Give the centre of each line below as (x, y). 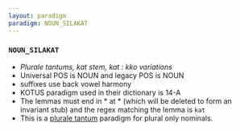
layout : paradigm (37, 16)
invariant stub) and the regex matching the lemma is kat (112, 109)
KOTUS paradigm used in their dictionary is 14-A (100, 92)
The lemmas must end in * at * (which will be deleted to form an (126, 100)
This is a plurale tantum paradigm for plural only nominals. (116, 118)
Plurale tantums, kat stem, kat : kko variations (96, 67)
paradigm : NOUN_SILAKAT (48, 23)
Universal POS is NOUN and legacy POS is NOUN (102, 75)
